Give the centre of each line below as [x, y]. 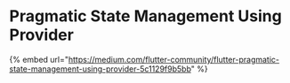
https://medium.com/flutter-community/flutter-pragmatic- [174, 59]
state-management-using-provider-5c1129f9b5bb [100, 69]
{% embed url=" [39, 59]
